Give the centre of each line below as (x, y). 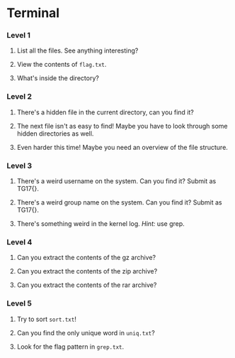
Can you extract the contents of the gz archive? (86, 258)
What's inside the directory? (58, 78)
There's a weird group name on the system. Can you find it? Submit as (119, 202)
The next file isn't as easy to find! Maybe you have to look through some (122, 126)
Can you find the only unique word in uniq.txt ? (86, 332)
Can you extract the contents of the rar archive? (87, 285)
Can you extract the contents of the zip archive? (87, 271)
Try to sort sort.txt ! (47, 319)
